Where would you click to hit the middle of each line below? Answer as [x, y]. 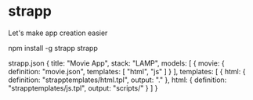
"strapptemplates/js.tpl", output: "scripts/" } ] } [83, 87]
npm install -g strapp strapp [53, 48]
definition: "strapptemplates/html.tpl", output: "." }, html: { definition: [117, 80]
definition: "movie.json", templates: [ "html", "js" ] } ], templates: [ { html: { [127, 71]
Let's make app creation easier [58, 33]
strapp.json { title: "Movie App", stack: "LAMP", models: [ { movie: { [116, 63]
